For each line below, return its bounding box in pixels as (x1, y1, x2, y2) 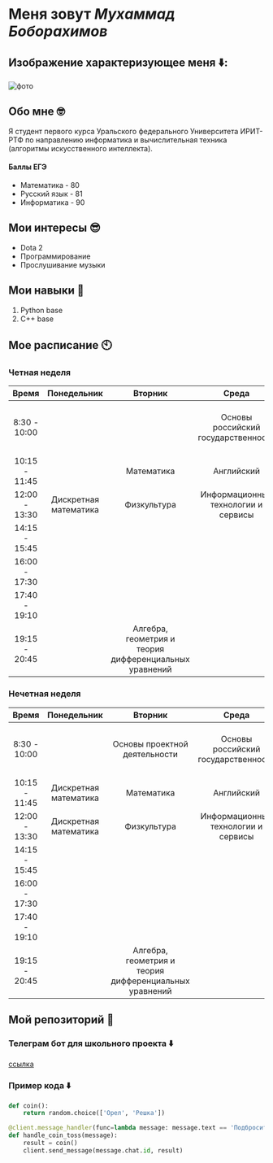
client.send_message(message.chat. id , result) (23, 1146, 184, 1155)
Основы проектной (112, 738, 188, 749)
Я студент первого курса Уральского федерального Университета (8, 126, 239, 136)
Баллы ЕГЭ (8, 162, 47, 172)
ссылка (8, 1059, 34, 1069)
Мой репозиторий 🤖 (8, 1013, 115, 1027)
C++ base (19, 314, 54, 324)
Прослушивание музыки (19, 259, 106, 269)
